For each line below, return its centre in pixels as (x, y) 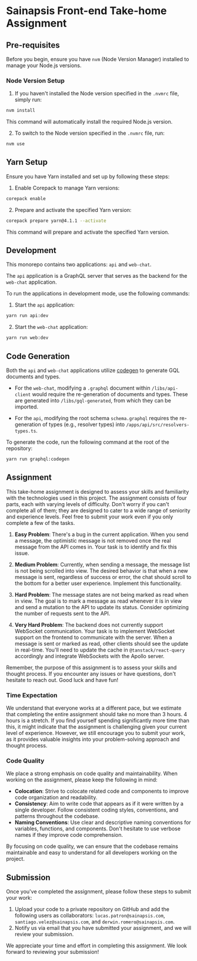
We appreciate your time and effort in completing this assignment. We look (96, 946)
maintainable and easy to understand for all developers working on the (92, 853)
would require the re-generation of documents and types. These (110, 394)
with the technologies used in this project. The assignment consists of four (96, 498)
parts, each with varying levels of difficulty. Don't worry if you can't (88, 504)
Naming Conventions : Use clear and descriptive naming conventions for (103, 823)
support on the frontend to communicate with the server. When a (93, 637)
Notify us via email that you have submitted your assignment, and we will (103, 928)
